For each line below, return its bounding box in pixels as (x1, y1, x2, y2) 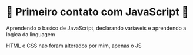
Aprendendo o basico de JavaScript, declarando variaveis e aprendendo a (6, 25, 187, 32)
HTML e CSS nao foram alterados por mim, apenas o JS (6, 42, 142, 49)
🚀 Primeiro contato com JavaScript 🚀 (6, 5, 189, 19)
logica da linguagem (6, 30, 55, 37)
